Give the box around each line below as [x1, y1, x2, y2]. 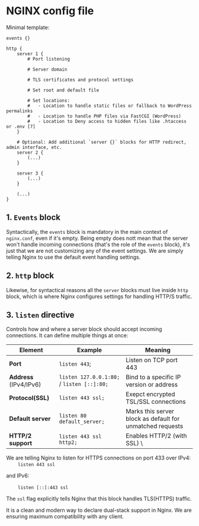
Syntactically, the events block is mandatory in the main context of [6, 228, 168, 235]
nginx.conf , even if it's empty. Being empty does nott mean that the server [6, 235, 188, 242]
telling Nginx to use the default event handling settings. [6, 254, 141, 261]
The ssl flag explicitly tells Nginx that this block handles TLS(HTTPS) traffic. [6, 495, 192, 502]
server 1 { [17, 50, 44, 57]
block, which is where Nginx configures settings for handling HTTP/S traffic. [6, 293, 192, 300]
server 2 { [17, 150, 44, 156]
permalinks [6, 108, 33, 114]
